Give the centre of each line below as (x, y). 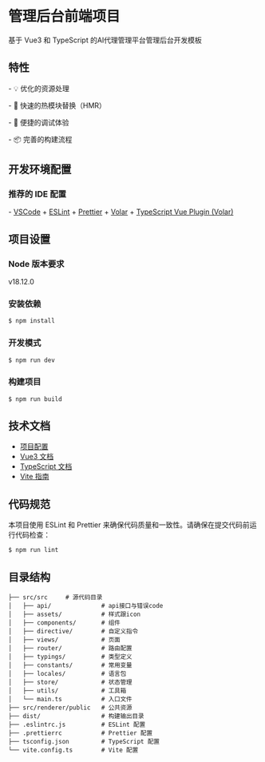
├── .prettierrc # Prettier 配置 (81, 733)
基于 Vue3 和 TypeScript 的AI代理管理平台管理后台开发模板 (105, 40)
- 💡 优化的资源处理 (39, 88)
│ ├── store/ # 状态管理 (71, 682)
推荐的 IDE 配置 (37, 194)
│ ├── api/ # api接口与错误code (86, 605)
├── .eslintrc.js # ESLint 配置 (77, 724)
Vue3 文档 (37, 457)
